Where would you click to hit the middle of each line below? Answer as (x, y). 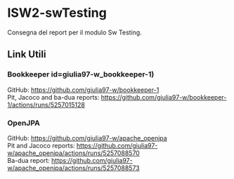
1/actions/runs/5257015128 (46, 105)
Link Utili (27, 54)
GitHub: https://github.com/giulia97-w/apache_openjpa (87, 138)
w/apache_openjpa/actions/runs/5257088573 (73, 168)
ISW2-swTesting (57, 13)
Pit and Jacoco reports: (41, 145)
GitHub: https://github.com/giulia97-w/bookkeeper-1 (83, 90)
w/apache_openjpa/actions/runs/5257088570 (74, 153)
